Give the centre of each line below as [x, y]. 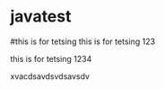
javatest [41, 17]
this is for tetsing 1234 [51, 58]
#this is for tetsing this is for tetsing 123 [83, 41]
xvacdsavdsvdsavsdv [50, 76]
